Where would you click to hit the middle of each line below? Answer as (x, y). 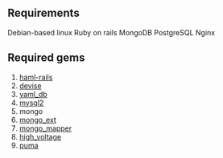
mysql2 (31, 103)
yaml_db (33, 94)
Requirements (43, 13)
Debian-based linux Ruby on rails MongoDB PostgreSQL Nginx (111, 32)
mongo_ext (38, 120)
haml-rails (36, 77)
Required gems (46, 58)
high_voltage (40, 136)
